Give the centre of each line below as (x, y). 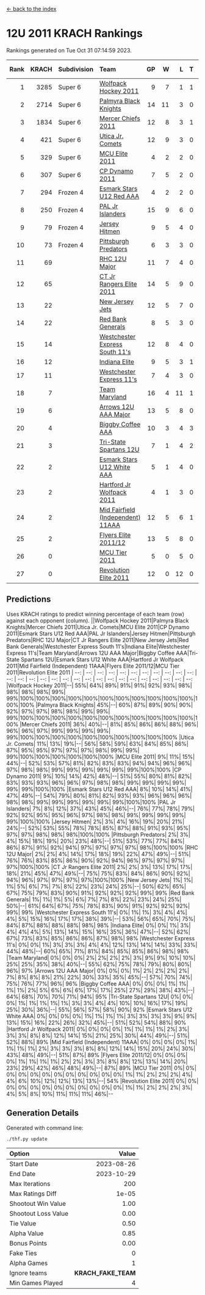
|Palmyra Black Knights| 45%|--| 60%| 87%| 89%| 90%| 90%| (114, 705)
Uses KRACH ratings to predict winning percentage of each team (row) (95, 614)
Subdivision (76, 69)
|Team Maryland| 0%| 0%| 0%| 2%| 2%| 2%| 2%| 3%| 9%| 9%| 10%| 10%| (101, 958)
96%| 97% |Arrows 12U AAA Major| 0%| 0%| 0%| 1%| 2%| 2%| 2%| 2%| (98, 970)
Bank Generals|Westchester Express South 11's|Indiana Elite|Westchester (98, 646)
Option (20, 1153)
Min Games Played (36, 1283)
